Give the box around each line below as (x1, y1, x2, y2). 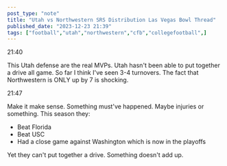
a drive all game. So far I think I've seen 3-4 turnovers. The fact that (7, 69, 199, 77)
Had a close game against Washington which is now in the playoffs (16, 138, 206, 146)
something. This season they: (7, 110, 91, 118)
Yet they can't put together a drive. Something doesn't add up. (7, 151, 184, 159)
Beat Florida (16, 123, 51, 131)
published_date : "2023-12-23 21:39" (7, 23, 112, 29)
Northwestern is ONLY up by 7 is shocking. (7, 76, 129, 84)
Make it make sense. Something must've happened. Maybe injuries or (7, 102, 204, 110)
